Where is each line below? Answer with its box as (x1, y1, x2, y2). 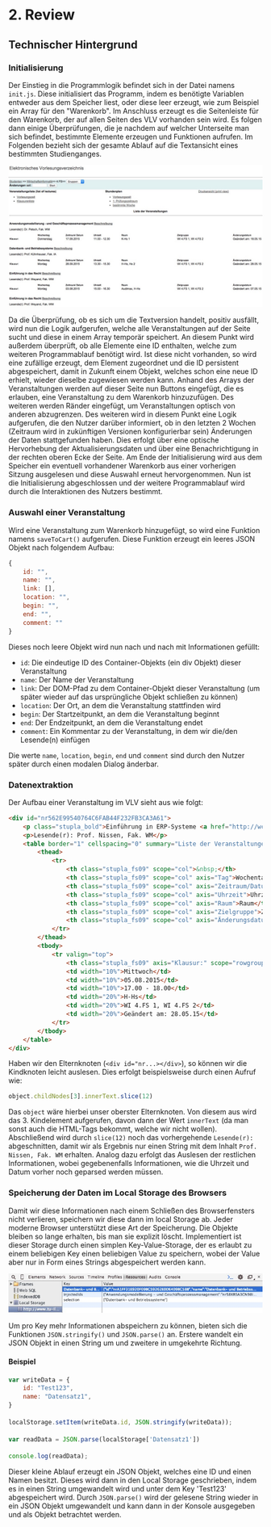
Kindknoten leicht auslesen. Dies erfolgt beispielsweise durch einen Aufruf (8, 1068, 256, 1077)
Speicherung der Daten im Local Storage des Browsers (8, 1187, 227, 1198)
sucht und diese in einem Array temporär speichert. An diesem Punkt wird (8, 333, 254, 342)
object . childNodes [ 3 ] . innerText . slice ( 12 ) (8, 1093, 153, 1101)
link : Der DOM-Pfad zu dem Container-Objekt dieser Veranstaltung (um (19, 683, 261, 693)
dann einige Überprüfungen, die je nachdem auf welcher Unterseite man (8, 123, 250, 132)
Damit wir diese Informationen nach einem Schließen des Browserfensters (8, 1206, 256, 1215)
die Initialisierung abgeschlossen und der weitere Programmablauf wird (8, 478, 245, 488)
